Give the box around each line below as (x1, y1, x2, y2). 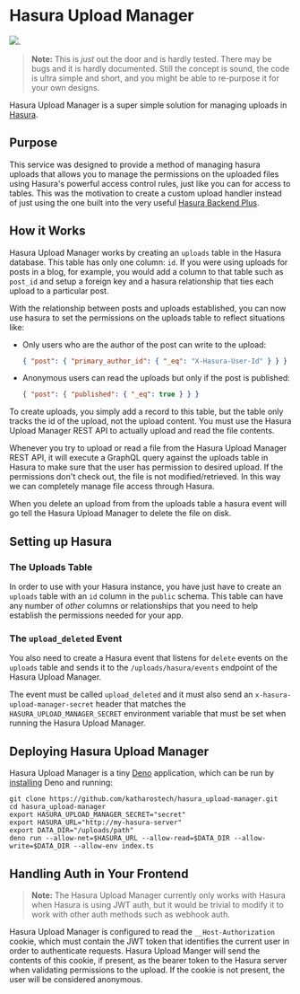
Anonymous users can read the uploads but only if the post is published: (21, 373, 291, 383)
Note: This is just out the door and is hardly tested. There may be (30, 53, 272, 64)
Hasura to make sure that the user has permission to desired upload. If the (9, 462, 284, 472)
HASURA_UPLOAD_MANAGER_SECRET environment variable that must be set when (9, 708, 287, 719)
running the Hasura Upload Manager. (9, 717, 146, 728)
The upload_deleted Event (9, 632, 123, 645)
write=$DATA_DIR (9, 841, 70, 851)
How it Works (9, 224, 86, 239)
